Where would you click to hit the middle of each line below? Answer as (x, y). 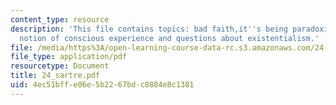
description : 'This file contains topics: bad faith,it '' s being (149, 29)
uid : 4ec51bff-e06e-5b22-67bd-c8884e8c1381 (102, 85)
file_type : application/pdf (69, 57)
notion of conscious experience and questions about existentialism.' (169, 38)
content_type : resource (60, 19)
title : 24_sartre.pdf (55, 76)
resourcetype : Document (60, 66)
